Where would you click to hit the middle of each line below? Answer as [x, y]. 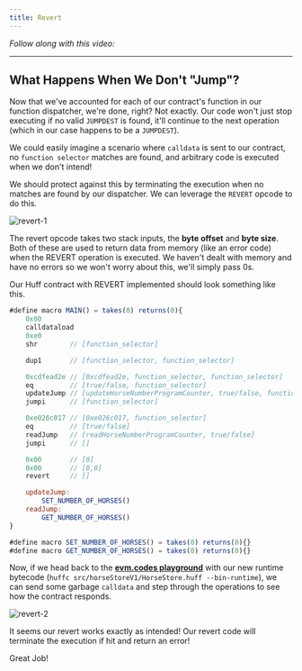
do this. [23, 204]
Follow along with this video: [62, 43]
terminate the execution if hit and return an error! [100, 641]
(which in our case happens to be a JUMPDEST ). [94, 131]
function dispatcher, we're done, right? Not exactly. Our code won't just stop [151, 111]
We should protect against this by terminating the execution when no [137, 185]
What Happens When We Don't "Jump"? [124, 81]
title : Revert [36, 18]
